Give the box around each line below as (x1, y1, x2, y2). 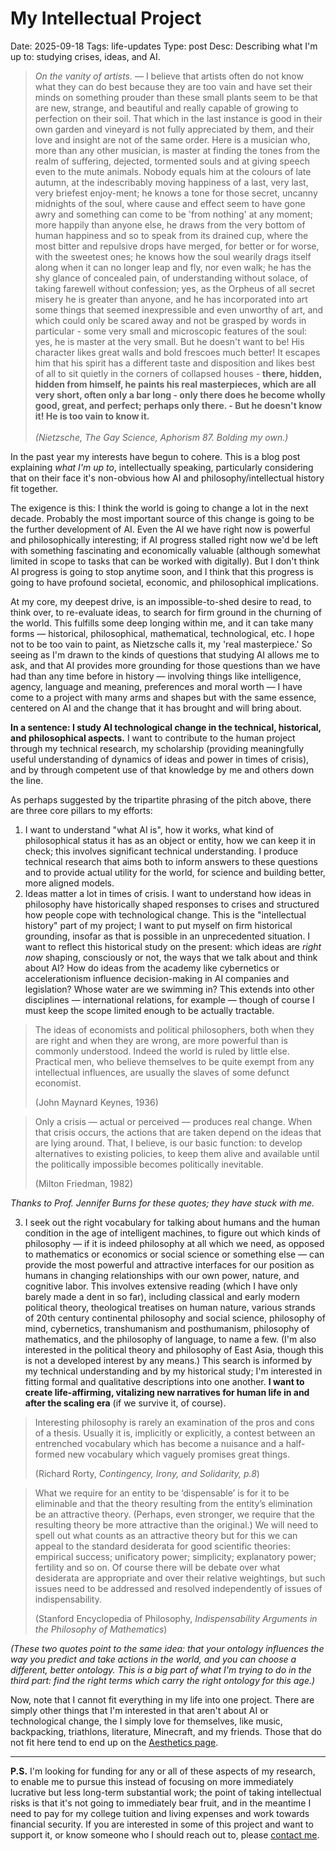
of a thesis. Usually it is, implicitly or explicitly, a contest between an (34, 1427, 316, 1439)
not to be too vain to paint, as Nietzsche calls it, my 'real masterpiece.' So (10, 638, 313, 650)
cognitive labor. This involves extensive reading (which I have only (24, 1280, 298, 1292)
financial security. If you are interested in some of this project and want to (10, 1818, 314, 1830)
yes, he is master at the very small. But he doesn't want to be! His (34, 335, 305, 347)
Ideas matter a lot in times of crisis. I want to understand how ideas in (24, 887, 312, 899)
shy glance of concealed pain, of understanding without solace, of (34, 272, 309, 284)
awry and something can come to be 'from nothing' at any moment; (34, 208, 313, 220)
